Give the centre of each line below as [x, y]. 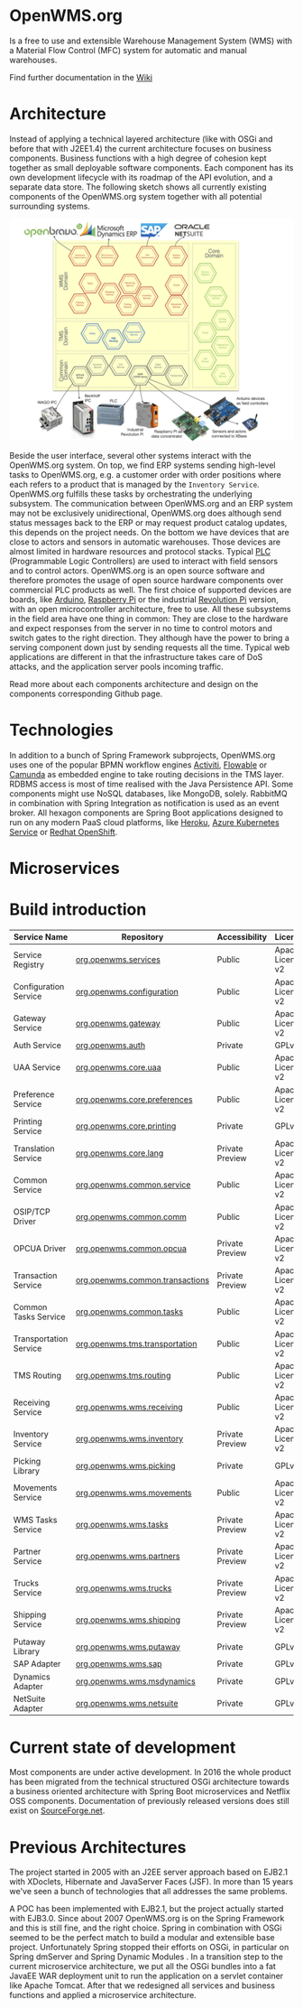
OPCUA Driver [40, 1248]
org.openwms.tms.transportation [136, 1344]
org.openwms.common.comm [131, 1216]
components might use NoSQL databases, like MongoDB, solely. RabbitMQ [148, 793]
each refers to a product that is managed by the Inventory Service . [134, 484]
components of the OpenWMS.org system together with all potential [136, 196]
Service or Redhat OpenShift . [64, 832]
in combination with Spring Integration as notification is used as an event [144, 803]
